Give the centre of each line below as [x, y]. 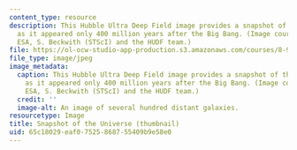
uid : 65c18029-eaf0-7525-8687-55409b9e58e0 [91, 132]
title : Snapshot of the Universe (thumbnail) [94, 124]
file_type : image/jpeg [51, 58]
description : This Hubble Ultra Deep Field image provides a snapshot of [148, 26]
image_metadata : [39, 67]
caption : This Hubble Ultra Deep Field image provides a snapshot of [148, 75]
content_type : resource [53, 17]
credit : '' [37, 99]
